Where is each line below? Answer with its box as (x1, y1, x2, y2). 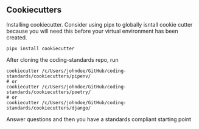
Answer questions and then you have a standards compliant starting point (6, 115, 192, 123)
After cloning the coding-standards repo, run (6, 56, 119, 63)
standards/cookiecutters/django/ (6, 105, 91, 111)
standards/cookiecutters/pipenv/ (6, 73, 91, 79)
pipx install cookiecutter (6, 45, 75, 51)
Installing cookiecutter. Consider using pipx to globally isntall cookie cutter (6, 21, 193, 28)
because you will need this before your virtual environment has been (6, 27, 178, 35)
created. (6, 33, 27, 41)
